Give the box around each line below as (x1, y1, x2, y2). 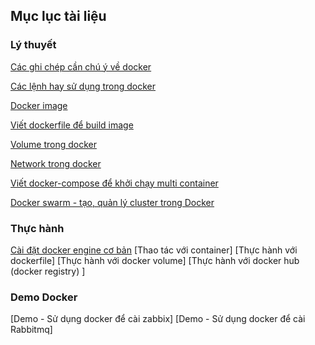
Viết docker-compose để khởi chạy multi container (10, 177, 219, 189)
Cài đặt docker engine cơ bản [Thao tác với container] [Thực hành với (10, 244, 298, 256)
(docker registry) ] (10, 265, 86, 277)
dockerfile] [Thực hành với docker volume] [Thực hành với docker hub (10, 254, 300, 266)
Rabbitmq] (10, 324, 53, 336)
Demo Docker (10, 290, 78, 304)
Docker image (10, 99, 68, 111)
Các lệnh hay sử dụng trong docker (10, 80, 157, 92)
